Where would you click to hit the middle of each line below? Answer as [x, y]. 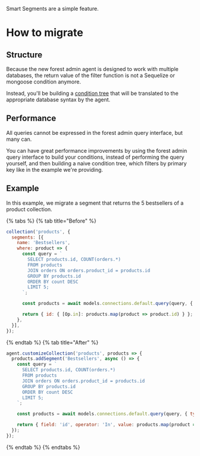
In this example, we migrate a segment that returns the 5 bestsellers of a [95, 203]
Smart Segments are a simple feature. [53, 9]
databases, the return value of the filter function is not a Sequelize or [91, 75]
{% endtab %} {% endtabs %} [43, 447]
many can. [19, 139]
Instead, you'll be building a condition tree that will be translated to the [92, 93]
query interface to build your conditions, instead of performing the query [95, 157]
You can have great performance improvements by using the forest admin [97, 150]
